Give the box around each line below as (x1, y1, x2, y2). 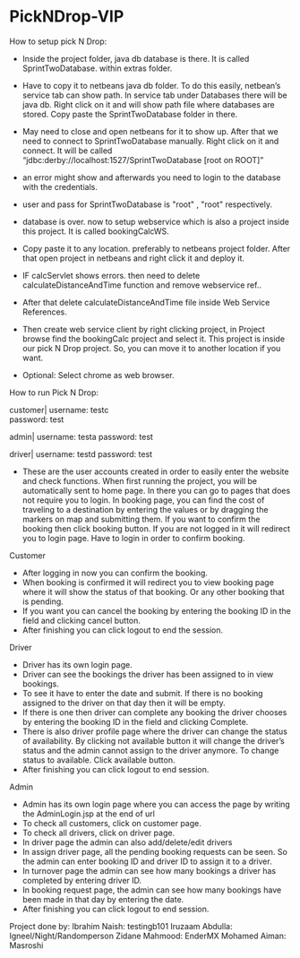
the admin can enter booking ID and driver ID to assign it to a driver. (21, 856, 272, 867)
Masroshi (9, 939, 44, 951)
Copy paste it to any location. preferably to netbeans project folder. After (21, 243, 291, 254)
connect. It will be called (21, 145, 113, 156)
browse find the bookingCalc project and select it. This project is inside (21, 333, 285, 344)
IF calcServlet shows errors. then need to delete (21, 270, 201, 280)
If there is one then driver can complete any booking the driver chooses (21, 706, 287, 718)
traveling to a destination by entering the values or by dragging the (21, 504, 269, 514)
